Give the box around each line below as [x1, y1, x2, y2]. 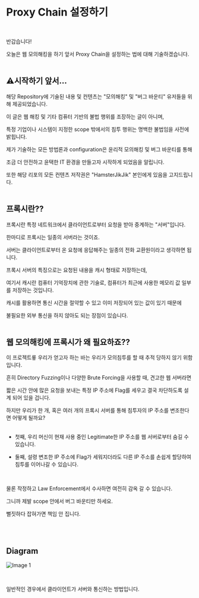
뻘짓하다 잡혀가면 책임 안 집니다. [6, 510, 81, 518]
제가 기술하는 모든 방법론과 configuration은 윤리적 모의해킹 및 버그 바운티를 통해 [6, 145, 192, 152]
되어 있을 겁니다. [12, 394, 50, 401]
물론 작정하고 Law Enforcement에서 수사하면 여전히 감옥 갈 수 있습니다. [6, 485, 173, 492]
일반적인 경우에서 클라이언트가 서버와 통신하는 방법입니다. [6, 585, 140, 593]
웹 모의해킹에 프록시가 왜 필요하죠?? [6, 337, 131, 347]
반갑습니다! [6, 38, 32, 45]
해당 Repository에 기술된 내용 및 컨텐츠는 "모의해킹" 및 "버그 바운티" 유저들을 [6, 93, 187, 100]
